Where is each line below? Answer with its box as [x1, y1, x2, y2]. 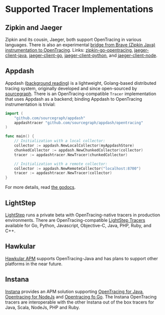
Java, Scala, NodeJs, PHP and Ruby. [5, 304, 81, 310]
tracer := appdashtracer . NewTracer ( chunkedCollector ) [14, 152, 128, 157]
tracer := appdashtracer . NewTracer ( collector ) [14, 170, 112, 175]
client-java [5, 52, 27, 58]
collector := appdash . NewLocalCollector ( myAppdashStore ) [14, 143, 135, 148]
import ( [5, 111, 23, 116]
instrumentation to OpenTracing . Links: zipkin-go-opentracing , [5, 47, 133, 53]
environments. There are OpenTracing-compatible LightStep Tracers [5, 217, 146, 223]
